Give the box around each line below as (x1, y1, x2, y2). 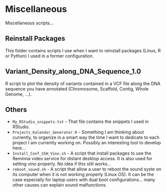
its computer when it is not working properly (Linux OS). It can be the (12, 172, 154, 178)
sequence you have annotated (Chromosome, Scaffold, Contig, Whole (5, 86, 149, 92)
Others (5, 105, 27, 114)
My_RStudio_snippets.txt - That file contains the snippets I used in (12, 118, 149, 125)
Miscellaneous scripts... (5, 20, 54, 26)
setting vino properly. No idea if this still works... (12, 161, 111, 167)
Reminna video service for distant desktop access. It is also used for (12, 156, 153, 162)
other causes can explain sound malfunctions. (12, 182, 107, 188)
